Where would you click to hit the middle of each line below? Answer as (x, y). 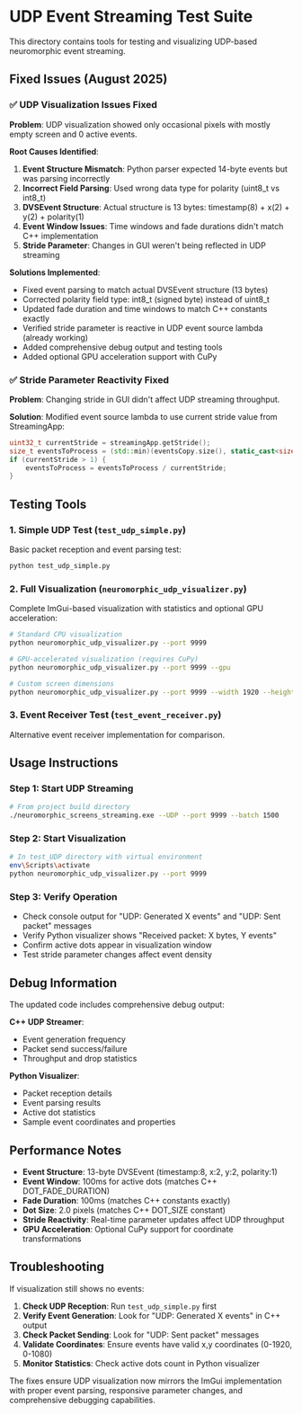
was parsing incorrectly (66, 178)
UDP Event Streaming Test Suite (131, 17)
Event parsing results (62, 1103)
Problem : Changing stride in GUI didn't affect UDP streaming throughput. (145, 399)
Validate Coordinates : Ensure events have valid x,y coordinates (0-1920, (157, 1344)
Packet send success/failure (75, 1049)
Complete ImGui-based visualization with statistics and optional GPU (136, 609)
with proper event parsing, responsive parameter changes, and (126, 1390)
